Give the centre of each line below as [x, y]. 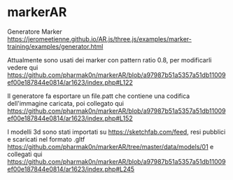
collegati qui [25, 154]
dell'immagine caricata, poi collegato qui [66, 103]
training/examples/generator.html [55, 46]
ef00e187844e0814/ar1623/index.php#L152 [70, 118]
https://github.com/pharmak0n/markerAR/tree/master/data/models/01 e [111, 146]
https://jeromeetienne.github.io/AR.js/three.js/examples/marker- [100, 39]
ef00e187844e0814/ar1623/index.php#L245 [71, 169]
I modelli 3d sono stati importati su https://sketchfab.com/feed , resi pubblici [116, 132]
